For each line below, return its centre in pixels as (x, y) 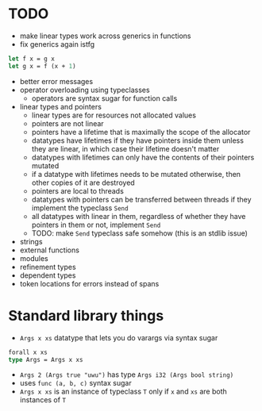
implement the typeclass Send (80, 208)
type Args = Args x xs (46, 359)
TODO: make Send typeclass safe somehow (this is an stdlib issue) (140, 233)
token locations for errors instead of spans (89, 283)
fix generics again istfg (57, 44)
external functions (49, 250)
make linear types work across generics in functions (105, 36)
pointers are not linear (68, 123)
